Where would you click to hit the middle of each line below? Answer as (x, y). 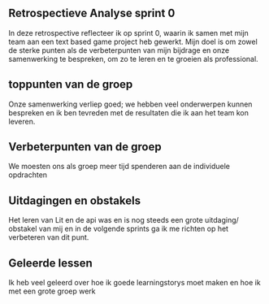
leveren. (22, 121)
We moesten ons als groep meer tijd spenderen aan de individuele (119, 167)
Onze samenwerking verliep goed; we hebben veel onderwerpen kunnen (130, 104)
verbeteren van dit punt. (49, 237)
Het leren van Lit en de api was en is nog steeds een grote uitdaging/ (124, 220)
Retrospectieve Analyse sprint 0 (92, 13)
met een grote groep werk (52, 291)
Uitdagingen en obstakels (74, 200)
